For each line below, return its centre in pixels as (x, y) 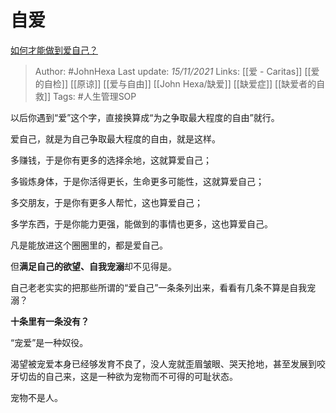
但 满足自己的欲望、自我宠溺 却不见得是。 (93, 266)
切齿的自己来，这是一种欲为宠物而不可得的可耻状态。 (128, 376)
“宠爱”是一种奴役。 (49, 342)
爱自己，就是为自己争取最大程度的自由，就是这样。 (115, 138)
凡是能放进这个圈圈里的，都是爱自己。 (89, 245)
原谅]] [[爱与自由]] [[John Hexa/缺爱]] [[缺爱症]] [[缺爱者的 (196, 83)
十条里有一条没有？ (50, 321)
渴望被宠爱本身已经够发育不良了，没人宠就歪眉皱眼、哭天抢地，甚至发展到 (163, 363)
